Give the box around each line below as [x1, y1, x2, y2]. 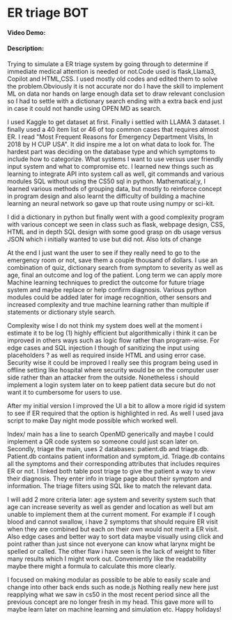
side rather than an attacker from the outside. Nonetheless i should [7, 373, 200, 381]
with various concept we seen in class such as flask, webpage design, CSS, [7, 220, 225, 228]
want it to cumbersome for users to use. [7, 388, 122, 396]
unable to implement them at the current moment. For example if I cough [7, 510, 216, 518]
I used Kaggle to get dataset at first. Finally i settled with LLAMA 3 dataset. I [7, 117, 225, 126]
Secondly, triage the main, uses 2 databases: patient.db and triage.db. [7, 444, 209, 453]
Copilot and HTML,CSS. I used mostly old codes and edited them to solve [7, 75, 218, 83]
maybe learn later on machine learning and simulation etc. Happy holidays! [7, 605, 222, 613]
